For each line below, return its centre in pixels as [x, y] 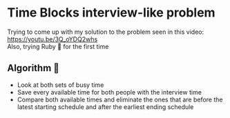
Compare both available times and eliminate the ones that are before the [120, 99]
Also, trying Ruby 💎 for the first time [58, 46]
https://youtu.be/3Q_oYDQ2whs [52, 39]
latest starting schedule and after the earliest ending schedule [105, 107]
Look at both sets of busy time [60, 85]
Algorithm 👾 [33, 68]
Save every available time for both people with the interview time [109, 92]
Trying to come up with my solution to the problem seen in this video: [106, 32]
